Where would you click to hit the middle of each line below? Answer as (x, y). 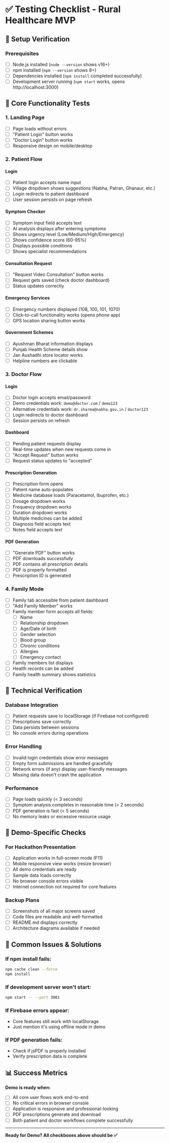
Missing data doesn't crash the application (57, 775)
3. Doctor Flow (24, 374)
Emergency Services (28, 298)
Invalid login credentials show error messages (60, 757)
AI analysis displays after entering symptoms (59, 228)
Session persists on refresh (41, 420)
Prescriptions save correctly (42, 722)
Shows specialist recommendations (50, 251)
